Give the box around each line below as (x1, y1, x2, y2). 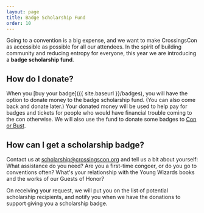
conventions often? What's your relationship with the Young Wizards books (6, 169, 195, 176)
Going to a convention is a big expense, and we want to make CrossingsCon (6, 37, 198, 44)
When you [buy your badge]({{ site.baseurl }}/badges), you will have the (6, 90, 188, 97)
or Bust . (6, 122, 26, 129)
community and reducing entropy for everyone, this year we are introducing (6, 50, 197, 57)
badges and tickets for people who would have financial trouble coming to (6, 109, 192, 117)
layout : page (6, 8, 40, 15)
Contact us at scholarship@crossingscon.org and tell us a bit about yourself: (6, 156, 199, 163)
